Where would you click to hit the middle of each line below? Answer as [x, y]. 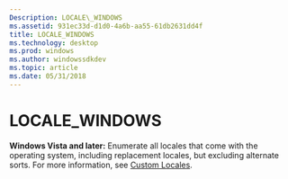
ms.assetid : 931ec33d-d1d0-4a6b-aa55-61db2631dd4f [106, 26]
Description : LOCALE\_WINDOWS [66, 18]
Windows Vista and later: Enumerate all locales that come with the [134, 146]
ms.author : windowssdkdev [58, 59]
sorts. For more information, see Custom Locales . [101, 165]
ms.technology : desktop [54, 43]
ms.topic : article [44, 68]
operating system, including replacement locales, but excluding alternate [144, 155]
